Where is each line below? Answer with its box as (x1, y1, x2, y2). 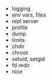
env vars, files (11, 11, 46, 18)
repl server (11, 18, 38, 24)
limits (11, 37, 25, 43)
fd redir (11, 62, 30, 69)
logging (11, 5, 31, 12)
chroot (11, 49, 28, 56)
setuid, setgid (11, 56, 45, 62)
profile (11, 24, 28, 31)
